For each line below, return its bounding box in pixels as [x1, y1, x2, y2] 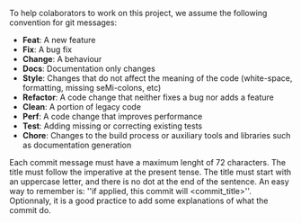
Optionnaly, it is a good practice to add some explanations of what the [9, 195, 269, 206]
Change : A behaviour [22, 54, 102, 64]
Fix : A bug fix [22, 44, 73, 55]
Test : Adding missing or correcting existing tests [22, 120, 203, 131]
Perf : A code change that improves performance [22, 111, 203, 121]
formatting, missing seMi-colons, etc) [22, 83, 162, 93]
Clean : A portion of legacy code [22, 102, 142, 111]
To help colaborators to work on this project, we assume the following [9, 8, 268, 18]
